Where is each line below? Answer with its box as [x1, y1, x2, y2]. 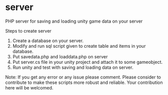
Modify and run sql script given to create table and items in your [12, 43, 146, 49]
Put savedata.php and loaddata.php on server [12, 53, 108, 59]
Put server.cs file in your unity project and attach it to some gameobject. [12, 59, 163, 65]
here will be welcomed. [5, 84, 53, 90]
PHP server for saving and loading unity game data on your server [5, 18, 143, 24]
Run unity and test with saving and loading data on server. [12, 64, 134, 70]
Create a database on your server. [12, 37, 84, 44]
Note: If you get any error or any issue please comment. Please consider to [5, 74, 161, 80]
